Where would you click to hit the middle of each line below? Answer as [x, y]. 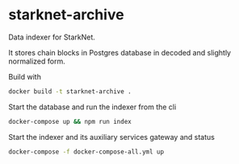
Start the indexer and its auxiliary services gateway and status [112, 137]
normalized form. [37, 61]
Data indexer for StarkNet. [52, 37]
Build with [25, 76]
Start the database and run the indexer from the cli [92, 107]
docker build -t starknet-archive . [70, 91]
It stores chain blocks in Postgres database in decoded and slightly [120, 52]
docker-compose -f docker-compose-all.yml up [86, 152]
